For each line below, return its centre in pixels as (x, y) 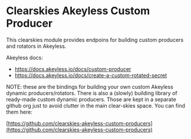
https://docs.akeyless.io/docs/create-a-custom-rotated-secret (90, 75)
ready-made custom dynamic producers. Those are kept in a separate (91, 99)
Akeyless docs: (24, 57)
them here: (19, 112)
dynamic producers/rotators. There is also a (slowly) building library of (92, 93)
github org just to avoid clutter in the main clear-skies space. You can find (96, 105)
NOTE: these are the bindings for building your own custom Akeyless (90, 86)
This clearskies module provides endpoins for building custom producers (95, 40)
